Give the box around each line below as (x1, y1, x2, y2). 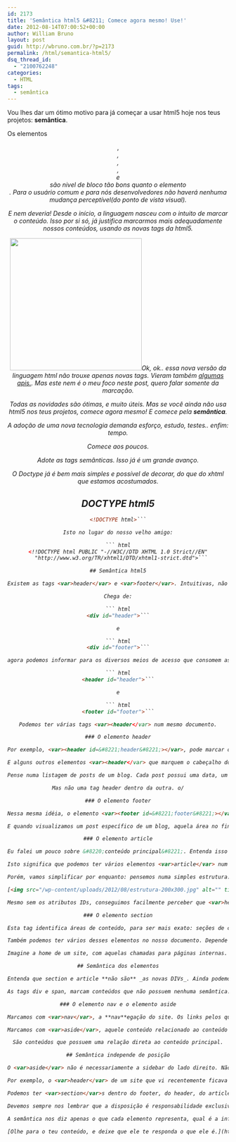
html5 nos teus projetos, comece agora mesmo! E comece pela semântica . (8, 407, 228, 416)
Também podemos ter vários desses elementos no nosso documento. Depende (7, 937, 228, 945)
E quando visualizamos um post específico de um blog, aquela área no (7, 823, 218, 830)
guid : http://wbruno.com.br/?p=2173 (7, 43, 114, 50)
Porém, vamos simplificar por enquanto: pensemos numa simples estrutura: (7, 873, 231, 881)
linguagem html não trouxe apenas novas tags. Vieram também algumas (12, 372, 224, 380)
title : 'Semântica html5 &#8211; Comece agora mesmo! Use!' (7, 17, 188, 24)
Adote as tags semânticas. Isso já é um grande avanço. (37, 456, 199, 465)
